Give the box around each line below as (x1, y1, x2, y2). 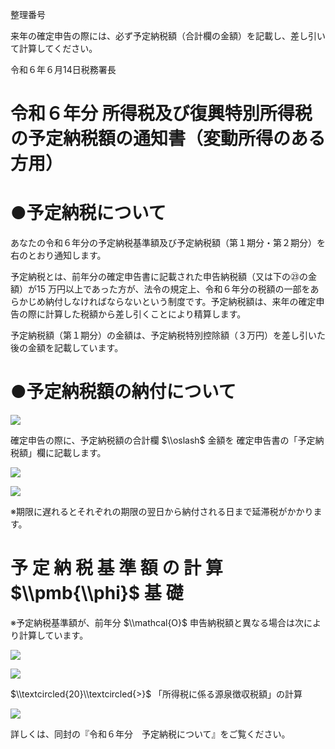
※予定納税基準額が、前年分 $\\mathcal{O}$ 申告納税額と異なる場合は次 (10, 617, 304, 628)
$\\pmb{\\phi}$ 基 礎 (10, 582, 184, 605)
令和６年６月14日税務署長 (10, 64, 117, 75)
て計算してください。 (10, 43, 98, 54)
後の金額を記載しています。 (10, 342, 124, 354)
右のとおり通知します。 (10, 249, 107, 262)
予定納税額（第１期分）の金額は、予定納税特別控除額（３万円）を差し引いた (10, 329, 326, 342)
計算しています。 (18, 629, 89, 641)
